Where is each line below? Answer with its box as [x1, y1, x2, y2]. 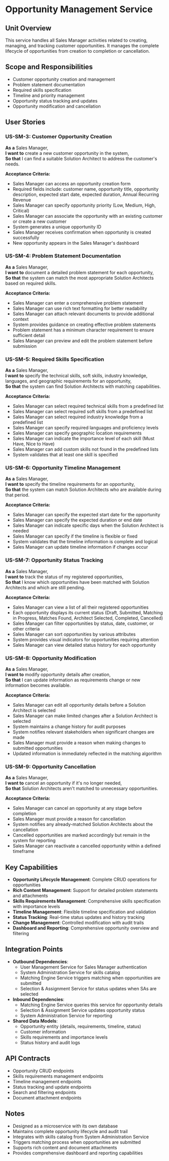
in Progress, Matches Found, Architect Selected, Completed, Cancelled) [12, 615, 163, 621]
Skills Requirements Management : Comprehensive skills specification [12, 898, 161, 904]
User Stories [5, 118, 46, 126]
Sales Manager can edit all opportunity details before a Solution [12, 702, 146, 708]
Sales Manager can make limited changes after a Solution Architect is [12, 712, 158, 719]
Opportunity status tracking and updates [12, 97, 98, 104]
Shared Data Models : [12, 1018, 58, 1024]
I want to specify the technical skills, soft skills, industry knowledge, [5, 373, 148, 379]
